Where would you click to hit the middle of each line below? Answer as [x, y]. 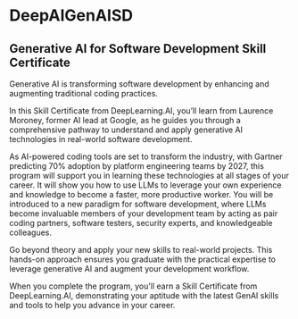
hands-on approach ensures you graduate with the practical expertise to [143, 259]
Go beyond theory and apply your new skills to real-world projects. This [141, 250]
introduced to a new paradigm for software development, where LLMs [138, 204]
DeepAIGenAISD [71, 16]
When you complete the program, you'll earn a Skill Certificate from [133, 286]
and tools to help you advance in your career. [92, 305]
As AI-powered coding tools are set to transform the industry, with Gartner [146, 156]
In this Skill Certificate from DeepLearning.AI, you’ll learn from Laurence [141, 111]
